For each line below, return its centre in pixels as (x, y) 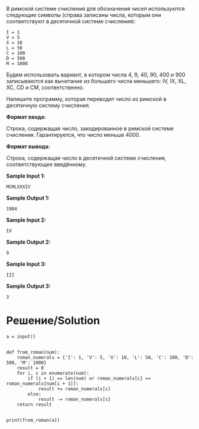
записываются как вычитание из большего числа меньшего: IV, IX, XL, (96, 81)
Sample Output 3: (28, 286)
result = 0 (30, 368)
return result (34, 405)
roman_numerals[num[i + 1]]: (42, 384)
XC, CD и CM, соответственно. (45, 87)
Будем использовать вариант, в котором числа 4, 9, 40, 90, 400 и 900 (96, 75)
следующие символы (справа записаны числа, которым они (84, 15)
